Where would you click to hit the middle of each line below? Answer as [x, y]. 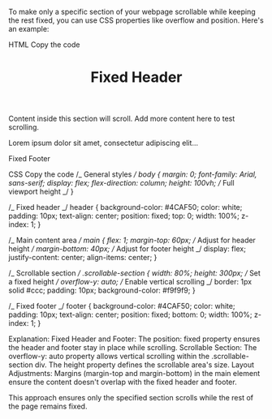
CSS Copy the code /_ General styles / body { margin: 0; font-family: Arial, [133, 174]
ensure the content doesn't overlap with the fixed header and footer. [123, 382]
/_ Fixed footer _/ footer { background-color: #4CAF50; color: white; [122, 306]
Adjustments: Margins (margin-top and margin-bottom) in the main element [134, 374]
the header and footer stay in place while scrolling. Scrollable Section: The [133, 348]
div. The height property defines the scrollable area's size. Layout [145, 365]
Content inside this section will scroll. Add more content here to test [122, 119]
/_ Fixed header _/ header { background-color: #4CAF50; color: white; [125, 207]
